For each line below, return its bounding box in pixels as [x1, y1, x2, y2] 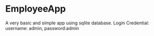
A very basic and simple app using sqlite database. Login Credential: [5, 20, 149, 26]
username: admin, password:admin [5, 25, 80, 31]
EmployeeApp [5, 3, 66, 15]
